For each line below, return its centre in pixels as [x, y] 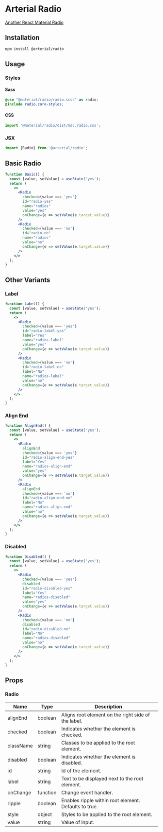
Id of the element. [81, 771]
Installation [22, 38]
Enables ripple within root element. [101, 800]
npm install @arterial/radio [34, 49]
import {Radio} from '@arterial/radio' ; [47, 148]
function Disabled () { [28, 557]
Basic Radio [23, 163]
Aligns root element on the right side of [106, 715]
